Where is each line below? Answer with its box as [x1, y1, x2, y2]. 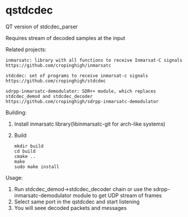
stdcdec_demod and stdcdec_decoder [5, 93, 93, 99]
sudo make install [14, 163, 60, 170]
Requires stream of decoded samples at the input [5, 34, 126, 41]
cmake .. [14, 153, 36, 159]
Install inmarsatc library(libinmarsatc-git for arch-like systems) [14, 120, 166, 127]
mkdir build [14, 143, 44, 149]
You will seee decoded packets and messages [14, 204, 127, 211]
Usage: [5, 174, 23, 181]
